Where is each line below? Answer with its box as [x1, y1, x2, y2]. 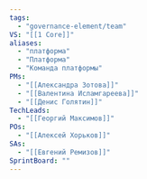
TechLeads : [9, 106, 51, 115]
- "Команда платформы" [17, 64, 103, 73]
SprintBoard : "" [9, 155, 70, 165]
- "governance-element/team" [17, 22, 127, 31]
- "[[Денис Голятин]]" [17, 97, 103, 107]
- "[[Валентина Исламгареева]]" [17, 89, 140, 98]
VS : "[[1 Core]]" [9, 30, 75, 39]
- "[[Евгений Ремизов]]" [17, 147, 111, 156]
